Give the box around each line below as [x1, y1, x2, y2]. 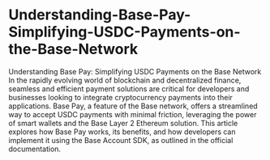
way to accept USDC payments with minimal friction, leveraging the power [8, 109, 257, 119]
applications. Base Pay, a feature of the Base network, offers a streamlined [8, 101, 258, 111]
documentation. [8, 144, 62, 154]
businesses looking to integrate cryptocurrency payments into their [8, 92, 234, 102]
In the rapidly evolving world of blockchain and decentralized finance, [8, 75, 242, 85]
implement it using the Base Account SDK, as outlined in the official [8, 135, 234, 145]
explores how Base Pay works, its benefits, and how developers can [8, 127, 236, 137]
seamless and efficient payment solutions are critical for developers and [8, 83, 250, 94]
